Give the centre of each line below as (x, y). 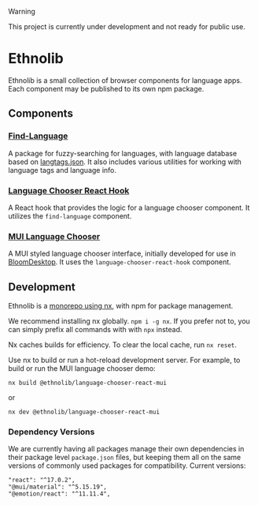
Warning (22, 11)
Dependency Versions (52, 432)
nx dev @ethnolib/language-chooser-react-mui (84, 412)
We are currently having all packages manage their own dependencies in (126, 449)
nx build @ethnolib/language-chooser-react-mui (88, 383)
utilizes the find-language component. (70, 215)
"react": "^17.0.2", (42, 481)
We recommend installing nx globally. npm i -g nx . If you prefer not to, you (129, 321)
